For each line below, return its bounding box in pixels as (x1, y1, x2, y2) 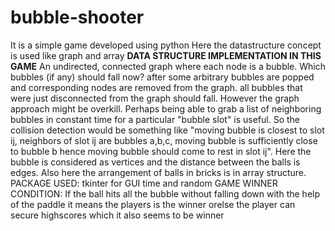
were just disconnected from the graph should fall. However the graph (10, 92, 300, 104)
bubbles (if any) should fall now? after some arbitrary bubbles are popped (10, 71, 315, 83)
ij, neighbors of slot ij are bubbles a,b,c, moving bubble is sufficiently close (10, 134, 318, 146)
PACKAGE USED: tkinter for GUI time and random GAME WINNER (10, 177, 278, 189)
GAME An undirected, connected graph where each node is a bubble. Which (10, 60, 326, 72)
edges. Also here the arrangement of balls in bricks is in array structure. (10, 166, 307, 178)
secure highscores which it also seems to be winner (10, 209, 225, 221)
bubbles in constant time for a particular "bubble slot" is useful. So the (10, 113, 301, 125)
